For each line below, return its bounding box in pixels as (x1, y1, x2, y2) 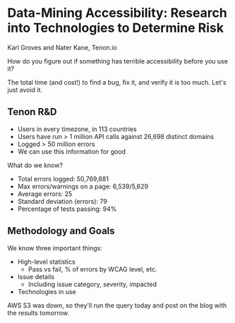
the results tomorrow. (7, 308, 69, 317)
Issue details (17, 272, 55, 281)
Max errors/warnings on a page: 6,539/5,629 (17, 182, 149, 190)
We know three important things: (7, 243, 102, 252)
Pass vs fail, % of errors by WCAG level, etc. (28, 264, 157, 273)
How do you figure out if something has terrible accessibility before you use (7, 56, 228, 65)
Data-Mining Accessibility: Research (7, 5, 227, 21)
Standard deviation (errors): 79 (17, 197, 107, 205)
